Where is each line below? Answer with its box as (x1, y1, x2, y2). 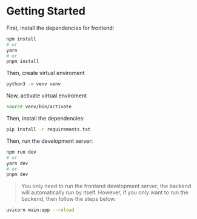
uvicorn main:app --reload (6, 207, 75, 213)
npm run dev (6, 149, 36, 155)
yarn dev (6, 160, 28, 166)
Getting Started (6, 4, 86, 18)
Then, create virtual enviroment (6, 70, 85, 77)
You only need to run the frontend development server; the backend (21, 183, 192, 190)
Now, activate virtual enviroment (6, 92, 87, 99)
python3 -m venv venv (6, 81, 61, 87)
